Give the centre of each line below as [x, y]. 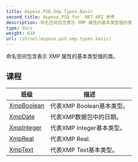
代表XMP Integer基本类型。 [88, 128]
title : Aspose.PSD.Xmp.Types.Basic [50, 11]
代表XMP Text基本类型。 [84, 150]
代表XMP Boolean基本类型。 [90, 106]
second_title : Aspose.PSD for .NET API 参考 [60, 17]
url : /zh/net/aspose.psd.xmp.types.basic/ [59, 39]
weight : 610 [21, 33]
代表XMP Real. [70, 139]
